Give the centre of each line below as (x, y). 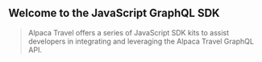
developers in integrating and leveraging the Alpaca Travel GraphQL (141, 41)
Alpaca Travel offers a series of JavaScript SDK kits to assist (129, 32)
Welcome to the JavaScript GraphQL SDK (114, 13)
